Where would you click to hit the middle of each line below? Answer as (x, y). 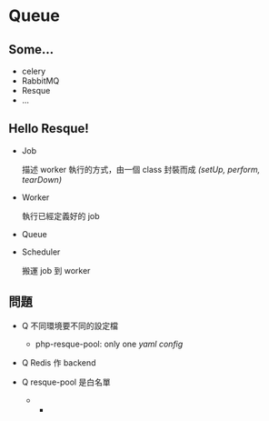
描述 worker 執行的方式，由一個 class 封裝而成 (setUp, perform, (141, 169)
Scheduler (41, 252)
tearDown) (42, 179)
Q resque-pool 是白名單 (66, 382)
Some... (31, 50)
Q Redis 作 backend (59, 362)
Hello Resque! (49, 129)
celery (34, 71)
